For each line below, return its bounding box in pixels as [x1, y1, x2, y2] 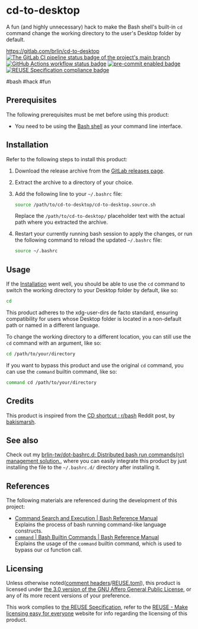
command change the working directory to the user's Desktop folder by [6, 29, 181, 36]
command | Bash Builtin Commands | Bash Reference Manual [14, 534, 159, 541]
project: [6, 503, 25, 511]
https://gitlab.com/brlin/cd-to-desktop [6, 47, 100, 54]
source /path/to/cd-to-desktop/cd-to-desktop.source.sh [14, 202, 156, 208]
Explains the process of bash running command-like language [14, 521, 167, 528]
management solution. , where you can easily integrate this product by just [6, 458, 187, 465]
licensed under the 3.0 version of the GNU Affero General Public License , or [6, 586, 191, 593]
